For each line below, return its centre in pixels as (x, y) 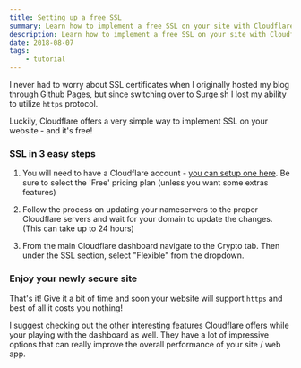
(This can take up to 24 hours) (78, 228)
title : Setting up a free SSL (66, 17)
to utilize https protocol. (54, 103)
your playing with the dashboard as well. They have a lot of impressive (139, 334)
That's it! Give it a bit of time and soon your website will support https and (146, 298)
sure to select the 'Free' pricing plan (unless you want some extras (145, 183)
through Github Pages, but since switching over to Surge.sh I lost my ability (148, 94)
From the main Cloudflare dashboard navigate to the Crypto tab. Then (151, 246)
